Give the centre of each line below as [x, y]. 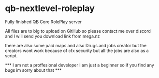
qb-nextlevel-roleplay [50, 8]
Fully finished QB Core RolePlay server [43, 22]
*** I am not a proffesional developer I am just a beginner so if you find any [80, 65]
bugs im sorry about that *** [33, 70]
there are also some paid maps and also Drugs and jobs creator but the [76, 45]
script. [11, 55]
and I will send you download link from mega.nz [52, 36]
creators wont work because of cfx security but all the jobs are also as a [77, 51]
